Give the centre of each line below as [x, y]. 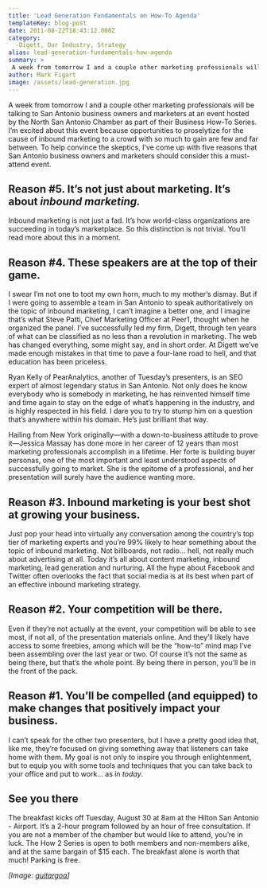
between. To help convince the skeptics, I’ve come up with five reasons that [133, 147]
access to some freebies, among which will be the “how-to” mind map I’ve [130, 645]
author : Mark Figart [43, 75]
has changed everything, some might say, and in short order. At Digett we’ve [133, 345]
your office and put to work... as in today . [76, 773]
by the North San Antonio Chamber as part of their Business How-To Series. [133, 122]
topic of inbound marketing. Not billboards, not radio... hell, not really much [131, 551]
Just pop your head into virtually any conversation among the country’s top [131, 533]
